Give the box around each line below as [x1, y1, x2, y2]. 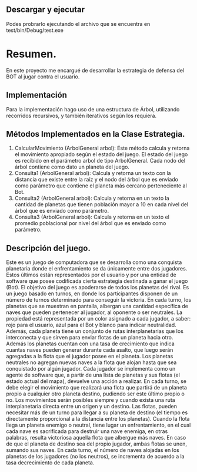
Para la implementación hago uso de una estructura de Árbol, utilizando [6, 105, 180, 113]
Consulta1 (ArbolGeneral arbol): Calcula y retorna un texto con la [14, 170, 172, 177]
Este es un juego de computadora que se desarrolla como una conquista [6, 259, 182, 266]
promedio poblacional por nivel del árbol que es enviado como [14, 220, 166, 227]
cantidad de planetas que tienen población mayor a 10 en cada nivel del [14, 201, 189, 208]
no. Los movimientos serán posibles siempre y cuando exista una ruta [6, 397, 175, 404]
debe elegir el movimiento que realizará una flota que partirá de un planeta [6, 384, 187, 391]
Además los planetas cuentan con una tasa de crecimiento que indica [6, 340, 175, 347]
